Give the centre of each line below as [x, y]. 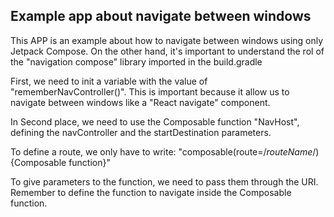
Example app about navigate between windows [161, 16]
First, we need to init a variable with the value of [109, 81]
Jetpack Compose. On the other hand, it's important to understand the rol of [167, 51]
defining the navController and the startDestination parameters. [141, 132]
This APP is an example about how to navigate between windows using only [167, 40]
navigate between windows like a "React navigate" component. [140, 102]
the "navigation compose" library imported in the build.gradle [136, 61]
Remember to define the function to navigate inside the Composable [151, 192]
